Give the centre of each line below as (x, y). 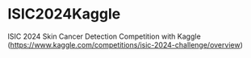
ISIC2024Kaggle (64, 14)
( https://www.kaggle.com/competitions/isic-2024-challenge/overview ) (125, 44)
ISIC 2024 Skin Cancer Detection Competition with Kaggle (104, 36)
